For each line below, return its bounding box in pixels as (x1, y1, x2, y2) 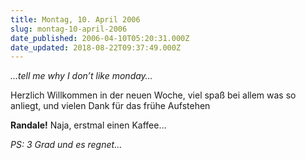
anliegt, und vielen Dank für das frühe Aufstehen (10, 100, 211, 112)
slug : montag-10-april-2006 (10, 24, 128, 34)
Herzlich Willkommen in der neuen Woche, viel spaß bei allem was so (10, 89, 297, 101)
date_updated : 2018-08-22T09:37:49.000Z (10, 42, 182, 53)
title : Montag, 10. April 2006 (10, 14, 141, 25)
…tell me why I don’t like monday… (10, 70, 153, 82)
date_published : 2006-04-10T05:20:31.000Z (10, 33, 190, 43)
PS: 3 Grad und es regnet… (10, 139, 123, 151)
